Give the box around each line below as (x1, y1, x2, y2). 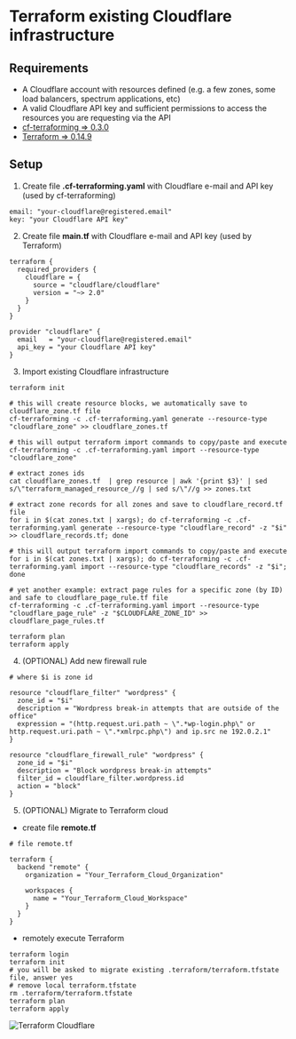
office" (9, 711, 38, 721)
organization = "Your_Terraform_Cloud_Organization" (25, 870, 224, 879)
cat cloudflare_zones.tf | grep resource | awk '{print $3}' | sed (9, 476, 268, 485)
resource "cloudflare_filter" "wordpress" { (9, 688, 176, 697)
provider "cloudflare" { (9, 327, 101, 336)
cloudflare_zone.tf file (9, 406, 101, 415)
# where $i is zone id (9, 673, 93, 682)
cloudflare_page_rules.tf (9, 616, 105, 626)
